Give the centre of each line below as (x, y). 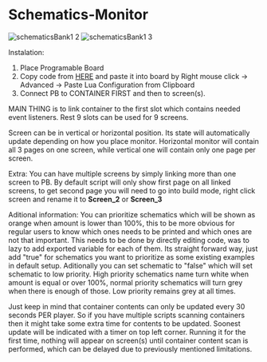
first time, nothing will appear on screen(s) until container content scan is (128, 340)
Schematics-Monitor (79, 15)
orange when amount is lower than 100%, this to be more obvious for (122, 223)
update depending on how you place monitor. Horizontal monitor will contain (133, 141)
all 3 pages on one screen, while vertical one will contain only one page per (132, 149)
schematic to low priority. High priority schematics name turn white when (129, 274)
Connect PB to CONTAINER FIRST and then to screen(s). (112, 93)
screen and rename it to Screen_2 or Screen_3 (85, 199)
